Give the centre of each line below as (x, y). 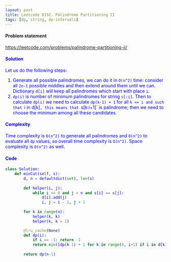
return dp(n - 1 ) (40, 254)
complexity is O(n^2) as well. (35, 147)
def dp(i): (35, 235)
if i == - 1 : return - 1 (56, 240)
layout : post (19, 10)
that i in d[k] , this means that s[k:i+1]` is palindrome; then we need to (88, 107)
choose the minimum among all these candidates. (65, 112)
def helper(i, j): (43, 188)
